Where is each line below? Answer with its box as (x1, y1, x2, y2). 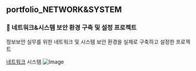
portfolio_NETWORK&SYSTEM (6, 5, 122, 15)
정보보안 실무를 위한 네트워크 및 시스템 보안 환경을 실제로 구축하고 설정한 (6, 38, 175, 45)
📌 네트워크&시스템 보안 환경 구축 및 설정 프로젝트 (6, 24, 137, 32)
